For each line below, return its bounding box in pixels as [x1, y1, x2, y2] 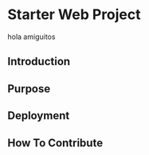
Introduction [7, 55, 71, 68]
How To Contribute [7, 136, 104, 149]
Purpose [7, 82, 51, 95]
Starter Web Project [7, 6, 141, 24]
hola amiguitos [7, 32, 56, 41]
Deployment [7, 109, 70, 122]
